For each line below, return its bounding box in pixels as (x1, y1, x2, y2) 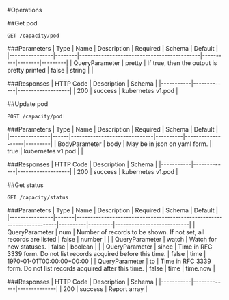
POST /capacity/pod (7, 113, 63, 120)
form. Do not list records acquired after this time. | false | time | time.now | (7, 264, 215, 273)
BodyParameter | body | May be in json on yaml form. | (57, 140, 212, 148)
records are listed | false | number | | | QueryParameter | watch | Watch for (7, 236, 217, 243)
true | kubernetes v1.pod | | (7, 147, 83, 155)
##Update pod (7, 100, 49, 108)
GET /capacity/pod (7, 32, 59, 39)
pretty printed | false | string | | (7, 66, 94, 74)
